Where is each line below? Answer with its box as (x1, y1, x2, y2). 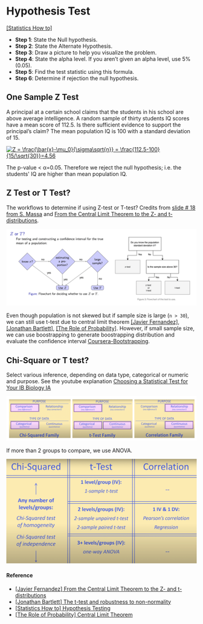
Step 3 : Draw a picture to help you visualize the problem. (14, 48, 157, 56)
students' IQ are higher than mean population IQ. (6, 170, 127, 177)
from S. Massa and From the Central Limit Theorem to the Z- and (6, 210, 167, 217)
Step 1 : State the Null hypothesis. (14, 36, 98, 43)
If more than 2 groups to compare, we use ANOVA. (6, 447, 133, 455)
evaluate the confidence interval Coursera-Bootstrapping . (6, 338, 150, 345)
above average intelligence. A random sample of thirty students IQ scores (6, 114, 190, 122)
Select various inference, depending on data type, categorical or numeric (6, 371, 189, 379)
